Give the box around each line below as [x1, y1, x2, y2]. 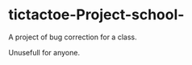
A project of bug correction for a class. [8, 32, 137, 42]
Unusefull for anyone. [8, 47, 81, 57]
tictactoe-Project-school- [8, 6, 185, 24]
